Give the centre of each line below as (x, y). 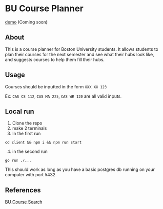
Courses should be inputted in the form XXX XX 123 (56, 86)
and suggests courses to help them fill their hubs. (55, 60)
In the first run (26, 134)
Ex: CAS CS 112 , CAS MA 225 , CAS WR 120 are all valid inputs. (63, 96)
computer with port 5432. (31, 175)
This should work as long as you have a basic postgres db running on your (80, 169)
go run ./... (18, 161)
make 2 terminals (30, 128)
